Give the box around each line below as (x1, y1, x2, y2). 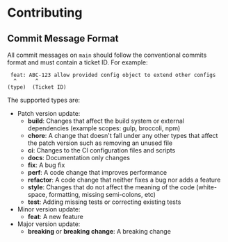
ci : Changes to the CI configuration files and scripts (27, 146, 176, 154)
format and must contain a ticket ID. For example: (7, 58, 148, 67)
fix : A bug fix (27, 161, 65, 169)
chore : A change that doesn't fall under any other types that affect (27, 132, 218, 139)
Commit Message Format (7, 33, 119, 44)
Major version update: (17, 220, 81, 228)
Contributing (7, 5, 83, 21)
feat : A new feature (27, 213, 83, 221)
